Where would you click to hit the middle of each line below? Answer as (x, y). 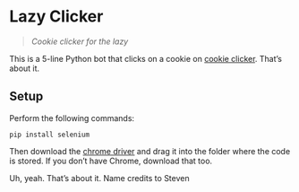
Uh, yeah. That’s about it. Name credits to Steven (99, 178)
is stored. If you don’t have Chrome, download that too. (111, 161)
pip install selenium (50, 135)
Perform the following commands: (72, 118)
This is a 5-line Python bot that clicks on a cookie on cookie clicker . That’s (145, 58)
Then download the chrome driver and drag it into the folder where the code (150, 151)
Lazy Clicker (56, 17)
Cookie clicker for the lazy (80, 41)
